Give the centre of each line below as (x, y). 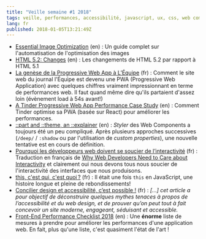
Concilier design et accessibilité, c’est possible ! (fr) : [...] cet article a (103, 190)
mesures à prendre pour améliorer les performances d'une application (104, 223)
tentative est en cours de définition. (60, 144)
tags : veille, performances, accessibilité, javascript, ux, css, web (98, 18)
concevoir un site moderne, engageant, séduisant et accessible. (97, 210)
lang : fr (17, 23)
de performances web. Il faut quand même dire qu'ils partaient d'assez (105, 92)
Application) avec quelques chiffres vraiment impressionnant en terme (104, 86)
